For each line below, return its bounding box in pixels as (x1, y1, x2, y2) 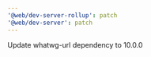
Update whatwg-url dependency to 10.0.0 (7, 40, 143, 49)
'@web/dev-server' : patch (7, 19, 92, 27)
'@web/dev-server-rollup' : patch (7, 11, 118, 20)
